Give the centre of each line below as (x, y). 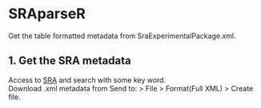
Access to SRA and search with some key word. (87, 79)
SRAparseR (47, 14)
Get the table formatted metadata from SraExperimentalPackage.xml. (122, 36)
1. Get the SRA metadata (70, 61)
